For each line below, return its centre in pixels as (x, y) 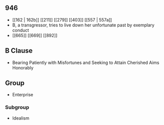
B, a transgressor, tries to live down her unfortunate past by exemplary (83, 25)
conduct (21, 30)
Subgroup (17, 107)
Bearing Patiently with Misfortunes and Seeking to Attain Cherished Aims (86, 62)
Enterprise (23, 95)
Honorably (23, 67)
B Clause (19, 51)
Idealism (21, 118)
